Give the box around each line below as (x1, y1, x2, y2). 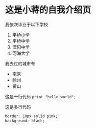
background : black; (5, 118, 45, 123)
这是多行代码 (5, 104, 31, 110)
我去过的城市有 (5, 61, 35, 66)
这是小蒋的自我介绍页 (5, 4, 92, 16)
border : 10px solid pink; (5, 113, 58, 119)
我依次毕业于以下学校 (5, 21, 48, 27)
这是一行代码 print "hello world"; (5, 93, 76, 99)
